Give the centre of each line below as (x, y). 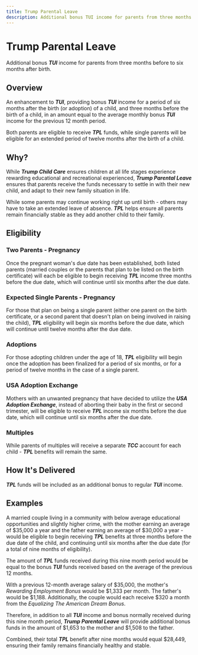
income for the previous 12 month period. (56, 121)
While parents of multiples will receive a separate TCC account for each (94, 445)
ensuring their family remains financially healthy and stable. (79, 645)
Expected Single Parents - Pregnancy (61, 297)
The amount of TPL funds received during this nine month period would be (97, 560)
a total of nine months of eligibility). (49, 549)
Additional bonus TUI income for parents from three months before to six (95, 63)
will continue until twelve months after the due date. (69, 329)
